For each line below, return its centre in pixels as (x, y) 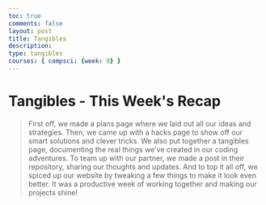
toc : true (25, 16)
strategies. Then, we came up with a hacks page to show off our (135, 132)
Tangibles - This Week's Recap (114, 101)
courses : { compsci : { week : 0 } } (65, 62)
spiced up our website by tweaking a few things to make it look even (142, 175)
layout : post (30, 31)
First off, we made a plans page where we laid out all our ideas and (139, 123)
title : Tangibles (38, 38)
